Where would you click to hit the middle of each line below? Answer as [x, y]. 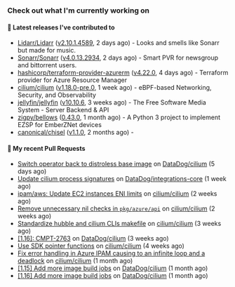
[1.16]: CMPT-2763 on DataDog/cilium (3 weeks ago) [93, 239]
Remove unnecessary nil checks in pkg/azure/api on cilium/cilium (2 [116, 208]
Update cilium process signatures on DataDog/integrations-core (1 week [122, 179]
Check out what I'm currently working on [78, 11]
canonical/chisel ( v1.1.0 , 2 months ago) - [76, 133]
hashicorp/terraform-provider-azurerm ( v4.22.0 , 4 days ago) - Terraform [123, 73]
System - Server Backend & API [63, 110]
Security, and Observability [57, 95]
